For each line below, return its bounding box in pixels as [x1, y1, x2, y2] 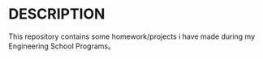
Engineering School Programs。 [8, 41, 115, 51]
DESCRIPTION [8, 5, 106, 23]
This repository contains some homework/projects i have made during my [8, 32, 256, 41]
